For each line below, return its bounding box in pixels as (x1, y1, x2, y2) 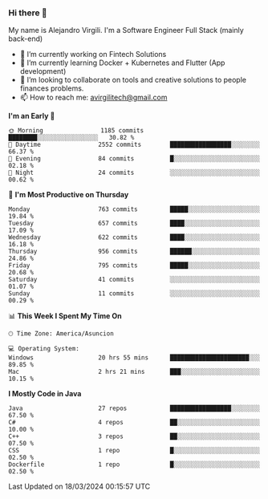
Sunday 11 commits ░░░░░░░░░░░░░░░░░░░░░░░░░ (8, 290, 261, 298)
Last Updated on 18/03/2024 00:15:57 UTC (8, 481, 151, 492)
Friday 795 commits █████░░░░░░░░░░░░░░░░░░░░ (8, 262, 261, 270)
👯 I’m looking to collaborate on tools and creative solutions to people (19, 75, 247, 85)
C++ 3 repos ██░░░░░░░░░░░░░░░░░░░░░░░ (8, 432, 261, 440)
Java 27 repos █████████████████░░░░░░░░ (8, 404, 261, 412)
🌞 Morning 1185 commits (8, 127, 144, 135)
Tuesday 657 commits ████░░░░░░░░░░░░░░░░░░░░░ (8, 220, 261, 228)
